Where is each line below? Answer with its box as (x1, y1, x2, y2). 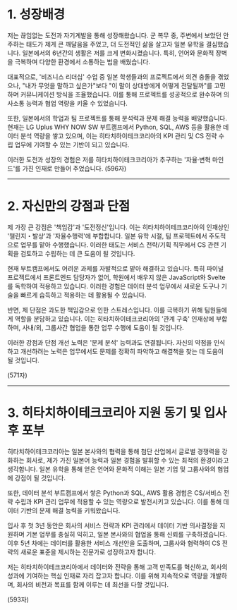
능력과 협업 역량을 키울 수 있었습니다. (25, 99, 128, 107)
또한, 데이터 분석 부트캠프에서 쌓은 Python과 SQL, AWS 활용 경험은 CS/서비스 (7, 488, 222, 497)
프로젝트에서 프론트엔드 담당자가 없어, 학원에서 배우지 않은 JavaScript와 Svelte (7, 273, 226, 281)
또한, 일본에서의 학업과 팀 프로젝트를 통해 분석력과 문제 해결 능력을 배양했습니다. (7, 114, 228, 122)
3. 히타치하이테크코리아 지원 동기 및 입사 (7, 405, 227, 421)
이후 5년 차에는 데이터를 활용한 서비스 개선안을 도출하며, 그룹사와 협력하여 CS (7, 539, 221, 547)
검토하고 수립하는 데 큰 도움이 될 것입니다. (20, 249, 135, 257)
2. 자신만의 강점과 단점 (7, 198, 130, 214)
